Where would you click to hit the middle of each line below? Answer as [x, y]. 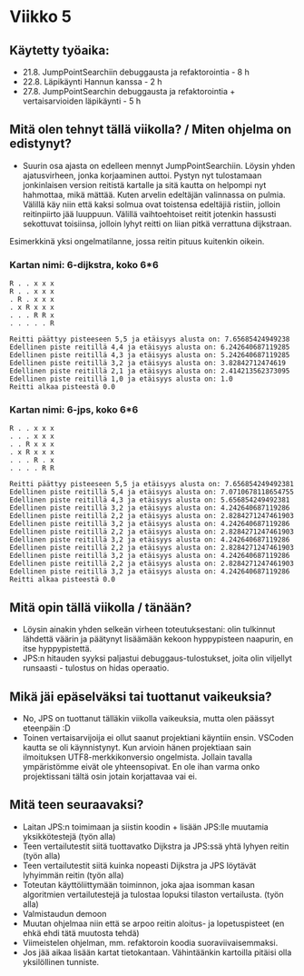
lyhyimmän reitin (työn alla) [73, 875]
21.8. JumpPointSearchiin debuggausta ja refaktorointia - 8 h [136, 72]
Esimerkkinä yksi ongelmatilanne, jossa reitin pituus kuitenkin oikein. [137, 241]
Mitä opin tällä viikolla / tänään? [101, 608]
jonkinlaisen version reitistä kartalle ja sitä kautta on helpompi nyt [144, 184]
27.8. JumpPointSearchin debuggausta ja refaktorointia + [129, 91]
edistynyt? [41, 144]
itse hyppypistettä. [57, 649]
